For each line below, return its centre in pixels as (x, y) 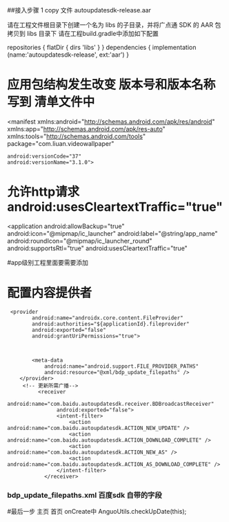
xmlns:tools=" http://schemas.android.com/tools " (77, 136)
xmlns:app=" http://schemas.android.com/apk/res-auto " (86, 129)
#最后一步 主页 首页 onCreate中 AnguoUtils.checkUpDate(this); (97, 512)
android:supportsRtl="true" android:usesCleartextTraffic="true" (97, 248)
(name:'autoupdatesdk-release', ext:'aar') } (68, 55)
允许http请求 (43, 192)
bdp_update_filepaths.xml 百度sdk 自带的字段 (84, 495)
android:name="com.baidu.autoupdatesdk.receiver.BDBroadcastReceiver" (111, 404)
